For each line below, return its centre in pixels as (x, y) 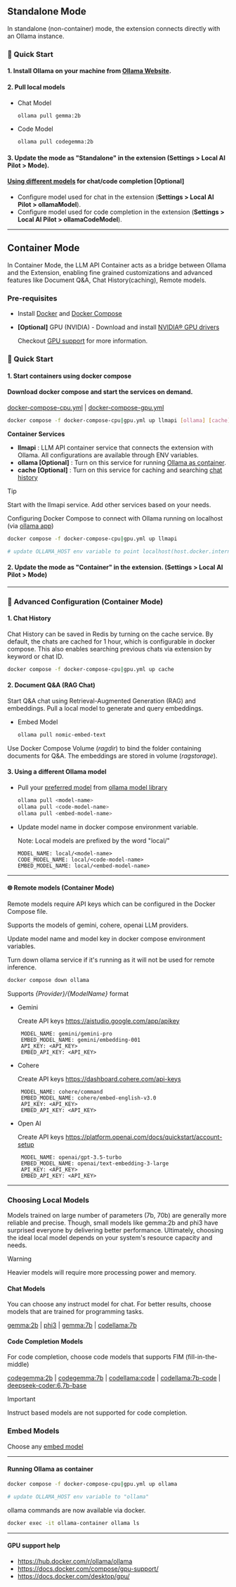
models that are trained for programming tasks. (76, 1312)
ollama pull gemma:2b (49, 115)
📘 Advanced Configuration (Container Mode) (85, 601)
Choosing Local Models (48, 1200)
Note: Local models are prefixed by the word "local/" (93, 841)
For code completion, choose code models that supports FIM (96, 1357)
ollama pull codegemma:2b (55, 142)
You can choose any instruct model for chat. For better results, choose (110, 1304)
